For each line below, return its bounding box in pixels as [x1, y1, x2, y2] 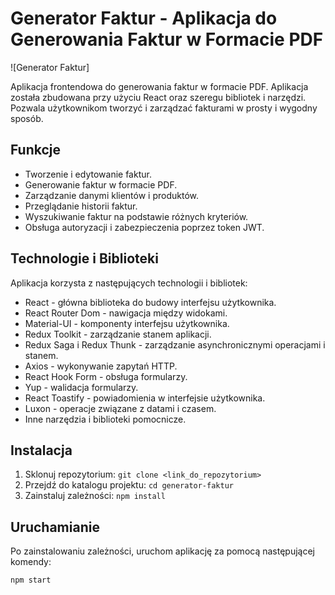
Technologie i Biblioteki [10, 250, 159, 267]
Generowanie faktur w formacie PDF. [24, 178, 178, 191]
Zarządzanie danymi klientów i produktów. [24, 189, 200, 201]
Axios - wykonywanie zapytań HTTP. [24, 360, 178, 372]
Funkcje [10, 142, 62, 159]
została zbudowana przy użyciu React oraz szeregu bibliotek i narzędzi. [10, 91, 307, 103]
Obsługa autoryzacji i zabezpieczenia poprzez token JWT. [24, 221, 265, 233]
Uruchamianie [10, 518, 100, 536]
